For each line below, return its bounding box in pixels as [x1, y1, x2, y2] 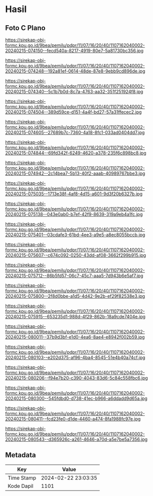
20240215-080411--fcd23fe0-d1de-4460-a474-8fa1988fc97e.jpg [5, 416, 141, 421]
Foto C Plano [5, 24, 46, 32]
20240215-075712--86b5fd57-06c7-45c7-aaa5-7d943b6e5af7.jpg [5, 273, 143, 278]
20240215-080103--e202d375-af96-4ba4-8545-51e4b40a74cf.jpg [5, 355, 145, 361]
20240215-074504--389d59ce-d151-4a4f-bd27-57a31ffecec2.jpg [5, 109, 142, 115]
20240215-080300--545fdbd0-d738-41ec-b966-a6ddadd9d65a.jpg [5, 395, 147, 401]
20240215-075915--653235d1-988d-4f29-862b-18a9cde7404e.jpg [5, 314, 145, 319]
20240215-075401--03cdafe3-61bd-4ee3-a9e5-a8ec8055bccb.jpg [5, 232, 145, 238]
